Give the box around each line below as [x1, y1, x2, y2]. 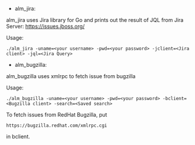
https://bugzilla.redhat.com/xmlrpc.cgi [6, 123, 108, 128]
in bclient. [6, 133, 30, 140]
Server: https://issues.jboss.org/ [6, 23, 85, 30]
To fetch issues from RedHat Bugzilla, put [6, 111, 108, 118]
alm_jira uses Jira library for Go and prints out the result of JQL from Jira [6, 17, 184, 23]
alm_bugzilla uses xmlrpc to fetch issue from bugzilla [6, 73, 136, 79]
